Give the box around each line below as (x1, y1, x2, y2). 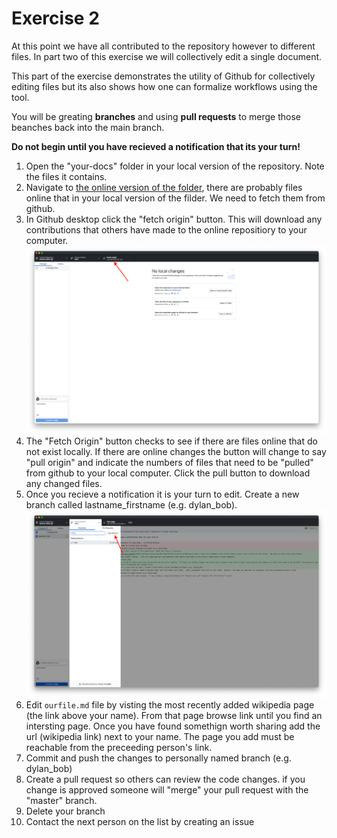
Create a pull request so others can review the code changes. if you (25, 773, 306, 786)
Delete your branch (25, 805, 106, 817)
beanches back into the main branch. (11, 121, 165, 133)
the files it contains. (25, 170, 108, 182)
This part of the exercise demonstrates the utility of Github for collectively (11, 70, 316, 82)
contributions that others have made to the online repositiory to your (25, 223, 308, 236)
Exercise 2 (11, 7, 100, 30)
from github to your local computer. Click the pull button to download (25, 467, 311, 479)
